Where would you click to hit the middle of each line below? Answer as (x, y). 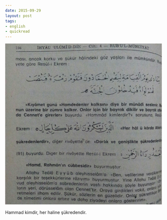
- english (15, 26)
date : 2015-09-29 (23, 10)
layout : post (19, 16)
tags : (11, 21)
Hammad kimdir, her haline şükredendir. (46, 213)
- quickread (17, 32)
